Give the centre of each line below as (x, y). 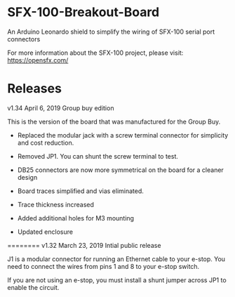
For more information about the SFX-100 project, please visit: (95, 53)
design (27, 177)
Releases (34, 89)
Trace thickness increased (56, 204)
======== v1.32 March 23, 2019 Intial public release (84, 245)
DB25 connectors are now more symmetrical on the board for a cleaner (121, 170)
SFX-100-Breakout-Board (83, 12)
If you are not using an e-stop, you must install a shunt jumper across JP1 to (117, 280)
